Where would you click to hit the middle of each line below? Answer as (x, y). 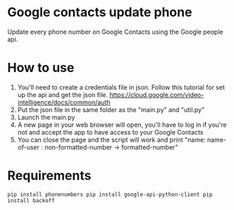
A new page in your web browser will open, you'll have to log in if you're (122, 125)
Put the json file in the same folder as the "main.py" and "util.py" (111, 109)
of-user (29, 147)
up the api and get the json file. (62, 94)
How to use (41, 68)
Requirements (49, 176)
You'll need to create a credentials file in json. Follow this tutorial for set (121, 87)
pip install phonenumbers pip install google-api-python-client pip (110, 194)
